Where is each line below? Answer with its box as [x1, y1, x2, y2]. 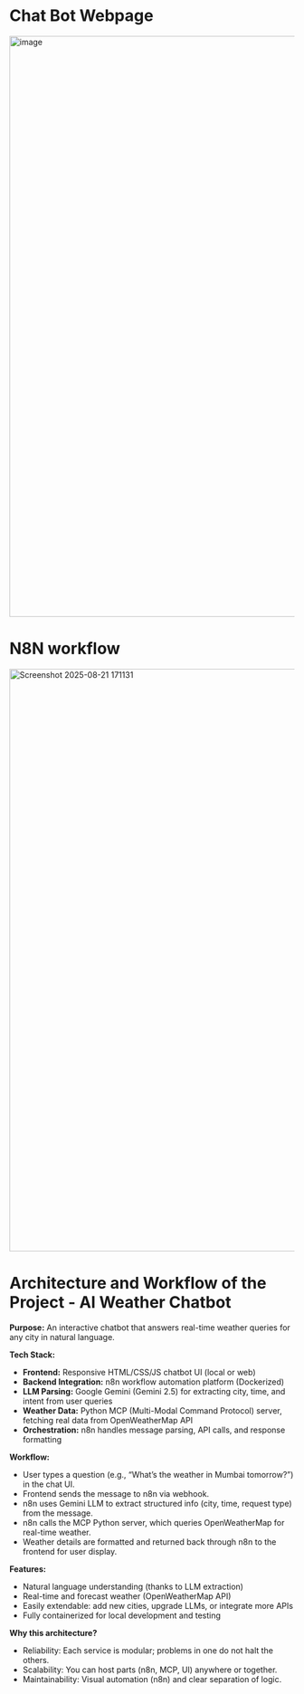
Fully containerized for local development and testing [22, 1610, 222, 1621]
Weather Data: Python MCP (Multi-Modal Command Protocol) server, [22, 1404, 282, 1416]
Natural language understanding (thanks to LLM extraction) [22, 1581, 244, 1592]
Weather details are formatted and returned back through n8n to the [22, 1536, 277, 1547]
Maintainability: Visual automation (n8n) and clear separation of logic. [22, 1673, 282, 1684]
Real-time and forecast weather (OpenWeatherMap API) [22, 1590, 232, 1602]
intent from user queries [22, 1395, 113, 1406]
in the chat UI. [22, 1479, 75, 1489]
